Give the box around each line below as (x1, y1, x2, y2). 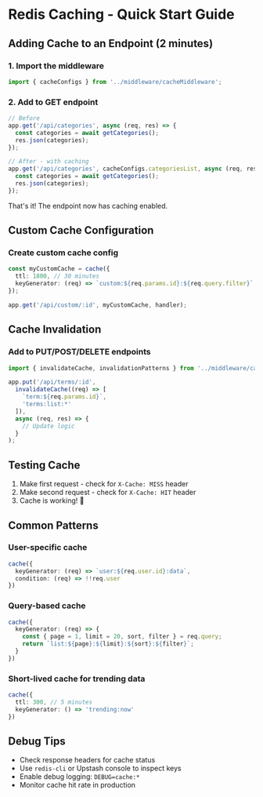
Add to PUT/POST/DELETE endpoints (8, 347, 151, 358)
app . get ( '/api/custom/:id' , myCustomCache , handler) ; (8, 300, 188, 309)
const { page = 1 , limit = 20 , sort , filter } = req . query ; (22, 633, 222, 641)
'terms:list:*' (22, 400, 72, 409)
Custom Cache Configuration (8, 224, 154, 237)
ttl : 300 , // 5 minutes (15, 698, 92, 707)
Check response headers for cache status (19, 755, 156, 765)
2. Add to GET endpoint (8, 96, 99, 107)
